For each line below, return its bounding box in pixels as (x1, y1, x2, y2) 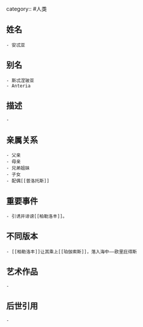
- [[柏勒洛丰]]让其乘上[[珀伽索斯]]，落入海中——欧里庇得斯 (6, 249, 137, 255)
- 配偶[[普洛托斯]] (6, 178, 50, 184)
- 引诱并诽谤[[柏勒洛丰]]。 (6, 214, 67, 220)
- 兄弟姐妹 (6, 165, 30, 171)
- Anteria (6, 83, 31, 89)
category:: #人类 (6, 5, 47, 12)
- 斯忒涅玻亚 (6, 77, 34, 83)
